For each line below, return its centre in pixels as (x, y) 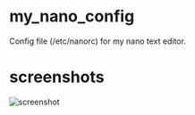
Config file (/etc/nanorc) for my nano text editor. (97, 41)
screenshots (57, 77)
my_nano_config (72, 16)
